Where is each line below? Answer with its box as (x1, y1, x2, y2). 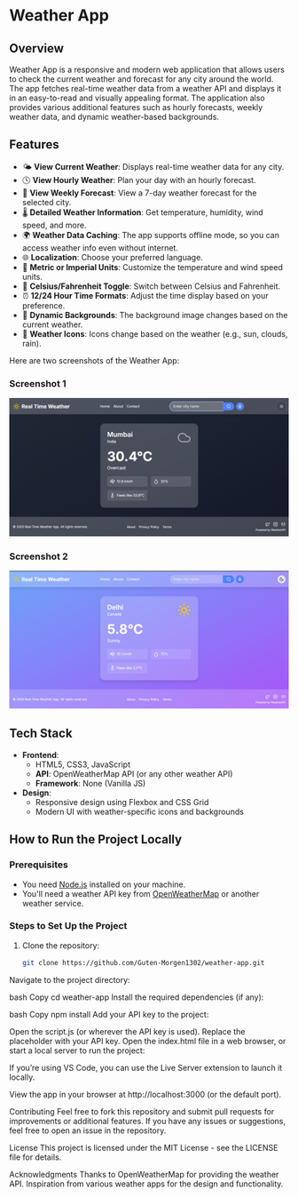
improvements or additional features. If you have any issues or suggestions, (9, 1115, 286, 1126)
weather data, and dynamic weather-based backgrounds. (9, 112, 220, 122)
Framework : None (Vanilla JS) (35, 778, 146, 788)
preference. (21, 299, 66, 311)
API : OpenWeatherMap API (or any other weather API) (35, 768, 233, 779)
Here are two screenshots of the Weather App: (9, 355, 180, 365)
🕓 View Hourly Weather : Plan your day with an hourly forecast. (21, 174, 256, 185)
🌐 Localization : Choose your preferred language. (21, 252, 204, 262)
